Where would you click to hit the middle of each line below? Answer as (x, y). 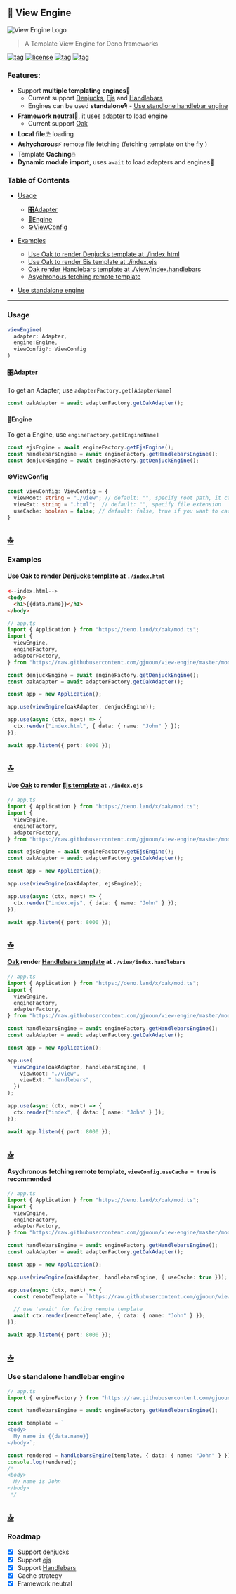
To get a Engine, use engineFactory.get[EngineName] (83, 435)
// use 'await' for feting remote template (78, 1309)
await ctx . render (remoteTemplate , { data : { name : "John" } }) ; (110, 1316)
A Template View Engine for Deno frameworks (91, 44)
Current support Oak (58, 124)
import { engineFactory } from (53, 1398)
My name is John (37, 1482)
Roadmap (24, 1536)
